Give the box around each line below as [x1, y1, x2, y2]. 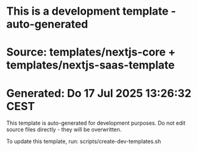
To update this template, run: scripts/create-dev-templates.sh [6, 138, 162, 145]
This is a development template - [6, 4, 176, 18]
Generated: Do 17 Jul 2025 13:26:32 [6, 86, 192, 100]
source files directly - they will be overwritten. [6, 126, 122, 133]
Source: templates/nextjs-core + [6, 45, 176, 59]
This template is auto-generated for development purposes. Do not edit [6, 119, 186, 127]
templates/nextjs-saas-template [6, 58, 175, 72]
